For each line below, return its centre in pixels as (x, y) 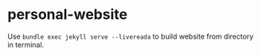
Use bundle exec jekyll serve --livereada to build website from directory (131, 36)
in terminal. (26, 44)
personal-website (68, 15)
